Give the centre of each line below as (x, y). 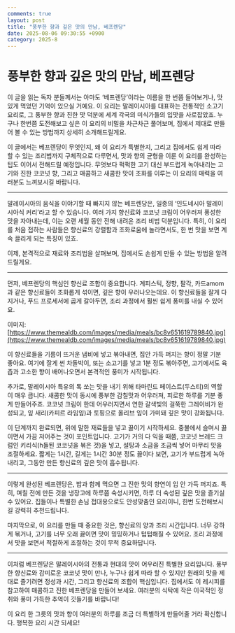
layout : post (26, 20)
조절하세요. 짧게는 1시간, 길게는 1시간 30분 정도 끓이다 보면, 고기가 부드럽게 (109, 454)
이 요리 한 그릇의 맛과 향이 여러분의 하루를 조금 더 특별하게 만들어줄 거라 (105, 614)
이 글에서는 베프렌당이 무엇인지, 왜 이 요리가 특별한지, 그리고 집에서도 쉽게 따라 (114, 147)
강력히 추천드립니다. (42, 511)
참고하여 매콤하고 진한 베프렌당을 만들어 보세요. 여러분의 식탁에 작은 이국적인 (112, 590)
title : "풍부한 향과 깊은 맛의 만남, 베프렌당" (67, 27)
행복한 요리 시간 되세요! (48, 623)
